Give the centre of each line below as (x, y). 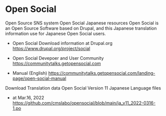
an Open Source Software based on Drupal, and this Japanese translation (81, 28)
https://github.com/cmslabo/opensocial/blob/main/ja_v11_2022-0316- (84, 103)
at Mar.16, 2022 (28, 98)
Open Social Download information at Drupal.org (62, 43)
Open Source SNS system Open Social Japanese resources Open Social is (82, 23)
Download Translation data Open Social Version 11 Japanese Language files (83, 88)
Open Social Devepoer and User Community (58, 58)
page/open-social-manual (39, 78)
